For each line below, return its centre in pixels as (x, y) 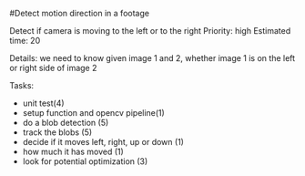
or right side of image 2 (53, 68)
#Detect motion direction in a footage (80, 13)
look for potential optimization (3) (85, 161)
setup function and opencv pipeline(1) (94, 113)
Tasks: (22, 85)
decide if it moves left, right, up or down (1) (103, 142)
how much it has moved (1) (73, 151)
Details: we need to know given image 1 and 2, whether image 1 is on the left (152, 58)
